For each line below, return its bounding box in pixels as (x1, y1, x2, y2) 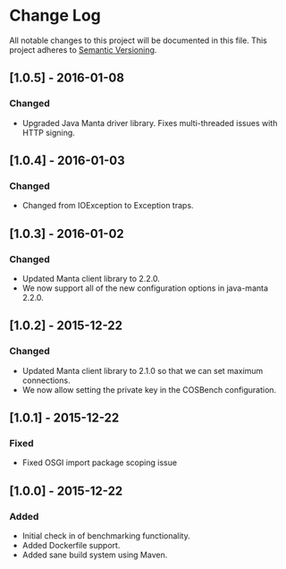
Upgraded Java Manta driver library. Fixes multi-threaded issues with (21, 117, 278, 128)
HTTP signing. (21, 127, 76, 138)
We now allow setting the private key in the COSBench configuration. (21, 384, 277, 395)
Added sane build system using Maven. (21, 549, 168, 560)
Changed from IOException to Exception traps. (21, 200, 194, 211)
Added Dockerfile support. (21, 540, 121, 551)
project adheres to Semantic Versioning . (9, 44, 157, 55)
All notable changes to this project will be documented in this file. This (9, 35, 268, 46)
